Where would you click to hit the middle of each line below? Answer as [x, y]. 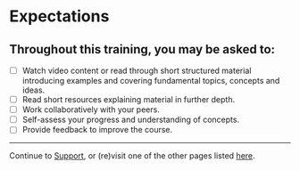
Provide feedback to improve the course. [97, 130]
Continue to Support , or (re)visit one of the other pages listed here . [133, 156]
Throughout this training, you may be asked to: [142, 49]
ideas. [33, 90]
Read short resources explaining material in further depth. [128, 100]
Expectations [59, 16]
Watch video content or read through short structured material [137, 70]
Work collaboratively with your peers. [91, 109]
